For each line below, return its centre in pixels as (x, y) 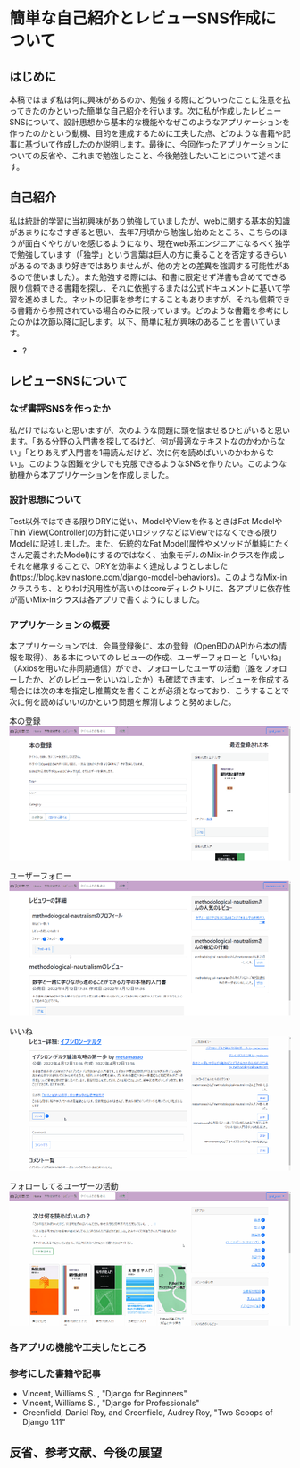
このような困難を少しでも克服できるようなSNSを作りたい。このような (158, 463)
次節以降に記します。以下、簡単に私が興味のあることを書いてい (157, 321)
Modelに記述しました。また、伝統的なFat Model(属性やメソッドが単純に (142, 543)
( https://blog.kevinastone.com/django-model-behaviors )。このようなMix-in (148, 577)
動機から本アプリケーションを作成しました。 (92, 474)
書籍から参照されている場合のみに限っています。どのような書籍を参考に (149, 310)
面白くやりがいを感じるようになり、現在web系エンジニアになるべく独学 (158, 243)
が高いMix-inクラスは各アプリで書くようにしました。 (107, 599)
